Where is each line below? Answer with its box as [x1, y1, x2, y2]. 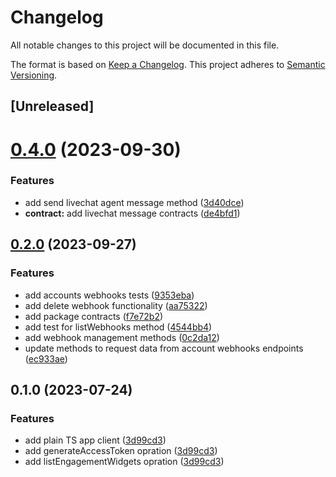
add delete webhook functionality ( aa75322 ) [24, 299, 208, 311]
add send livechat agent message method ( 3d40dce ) [24, 196, 245, 208]
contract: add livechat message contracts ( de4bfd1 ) [24, 207, 241, 219]
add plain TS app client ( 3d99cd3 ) [24, 434, 167, 446]
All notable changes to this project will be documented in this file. [10, 39, 280, 51]
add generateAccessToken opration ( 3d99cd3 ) [24, 445, 218, 457]
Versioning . [10, 69, 58, 81]
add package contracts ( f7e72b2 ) [24, 310, 164, 322]
